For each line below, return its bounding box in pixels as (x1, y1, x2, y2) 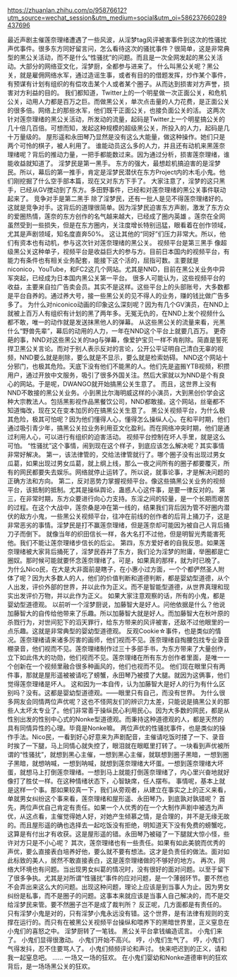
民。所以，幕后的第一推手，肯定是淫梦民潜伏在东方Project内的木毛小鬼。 (7, 168, 220, 176)
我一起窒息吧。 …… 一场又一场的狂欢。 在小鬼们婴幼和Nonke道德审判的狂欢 (7, 953, 228, 961)
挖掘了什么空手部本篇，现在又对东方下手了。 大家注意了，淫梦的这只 (19, 176, 219, 185)
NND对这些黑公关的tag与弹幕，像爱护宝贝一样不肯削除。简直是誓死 (31, 335, 229, 344)
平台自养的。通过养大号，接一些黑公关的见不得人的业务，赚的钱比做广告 (13, 292, 224, 299)
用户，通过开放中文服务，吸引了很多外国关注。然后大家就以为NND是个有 (7, 371, 219, 379)
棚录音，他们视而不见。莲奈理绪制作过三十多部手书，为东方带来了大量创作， (7, 645, 230, 652)
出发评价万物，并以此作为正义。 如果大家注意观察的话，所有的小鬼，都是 (13, 592, 226, 599)
